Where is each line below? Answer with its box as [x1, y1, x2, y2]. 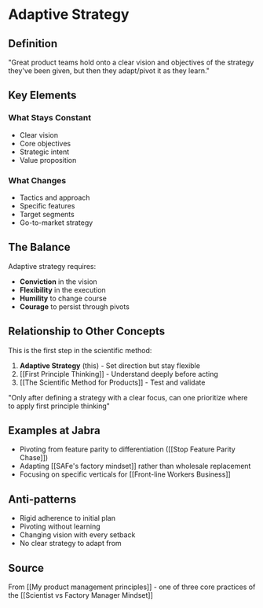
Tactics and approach [19, 193, 90, 202]
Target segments [19, 209, 75, 219]
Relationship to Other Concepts [8, 325, 166, 338]
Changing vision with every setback [19, 530, 136, 540]
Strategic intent [19, 147, 70, 157]
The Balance [8, 241, 71, 254]
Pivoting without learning [19, 521, 100, 532]
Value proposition [19, 155, 77, 164]
